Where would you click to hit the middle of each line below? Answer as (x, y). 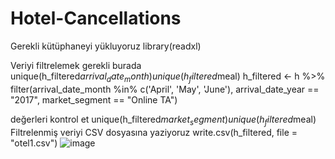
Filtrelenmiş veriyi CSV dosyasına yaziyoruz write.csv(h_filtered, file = (154, 132)
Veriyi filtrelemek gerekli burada (76, 65)
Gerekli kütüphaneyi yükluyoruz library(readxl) (106, 46)
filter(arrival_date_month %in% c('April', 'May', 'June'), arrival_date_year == (165, 89)
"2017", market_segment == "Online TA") (94, 99)
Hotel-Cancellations (96, 18)
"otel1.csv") (34, 143)
